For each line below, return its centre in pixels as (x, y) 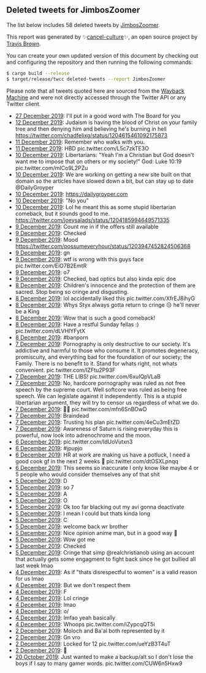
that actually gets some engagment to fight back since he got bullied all (105, 559)
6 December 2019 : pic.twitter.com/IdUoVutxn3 (74, 442)
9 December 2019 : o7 (43, 272)
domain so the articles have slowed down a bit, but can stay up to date (105, 181)
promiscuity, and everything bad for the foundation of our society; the (103, 357)
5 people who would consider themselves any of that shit (87, 474)
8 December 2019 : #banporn (52, 337)
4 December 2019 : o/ (42, 611)
